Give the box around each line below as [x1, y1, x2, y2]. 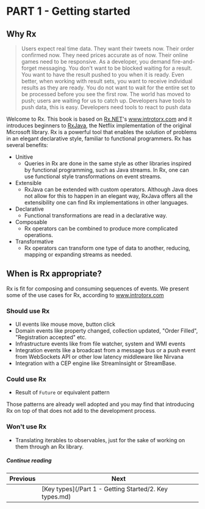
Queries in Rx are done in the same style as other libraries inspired [24, 160, 192, 167]
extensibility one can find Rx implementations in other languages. [24, 199, 189, 206]
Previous [9, 474, 36, 483]
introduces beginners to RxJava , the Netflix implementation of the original [6, 122, 192, 129]
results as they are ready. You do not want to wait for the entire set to [21, 84, 195, 91]
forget [21, 64, 37, 72]
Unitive [15, 153, 34, 160]
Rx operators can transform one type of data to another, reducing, [24, 244, 190, 252]
